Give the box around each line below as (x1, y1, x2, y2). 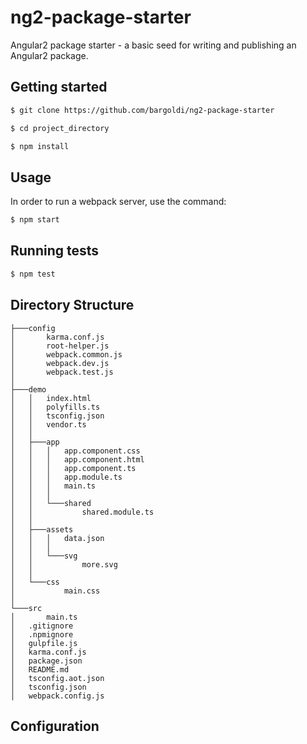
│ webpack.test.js (10, 367, 114, 377)
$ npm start (10, 215, 60, 225)
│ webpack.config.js (10, 691, 105, 701)
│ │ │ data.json (10, 533, 105, 543)
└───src (10, 603, 43, 613)
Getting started (10, 79, 108, 96)
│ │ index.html (10, 393, 92, 403)
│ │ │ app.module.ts (10, 472, 123, 482)
